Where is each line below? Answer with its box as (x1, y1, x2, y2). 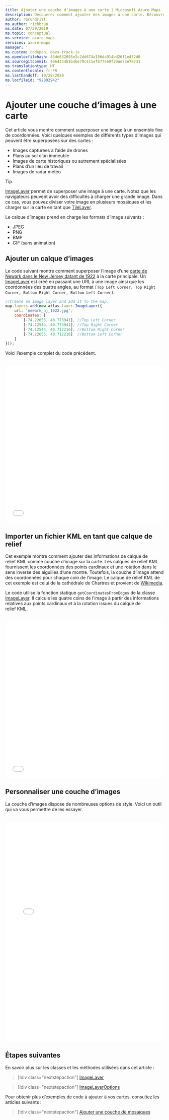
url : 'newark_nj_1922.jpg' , (14, 308, 73, 313)
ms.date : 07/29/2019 (5, 26, 49, 31)
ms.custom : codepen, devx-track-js (5, 49, 80, 54)
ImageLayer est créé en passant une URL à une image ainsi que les (5, 278, 144, 285)
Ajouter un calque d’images (5, 254, 94, 263)
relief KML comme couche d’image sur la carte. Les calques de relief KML (5, 559, 158, 565)
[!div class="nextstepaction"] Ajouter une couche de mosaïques (17, 1109, 151, 1115)
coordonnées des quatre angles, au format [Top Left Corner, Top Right (5, 284, 156, 290)
